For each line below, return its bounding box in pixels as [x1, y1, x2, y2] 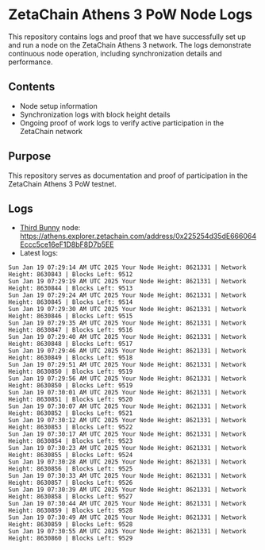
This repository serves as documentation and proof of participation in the [8, 171, 248, 180]
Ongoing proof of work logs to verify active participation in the [19, 117, 225, 128]
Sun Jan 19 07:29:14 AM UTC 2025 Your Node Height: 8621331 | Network [8, 263, 247, 271]
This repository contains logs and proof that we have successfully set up [8, 32, 246, 41]
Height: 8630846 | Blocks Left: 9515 [8, 312, 133, 321]
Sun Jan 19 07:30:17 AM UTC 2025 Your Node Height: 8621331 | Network [8, 430, 247, 438]
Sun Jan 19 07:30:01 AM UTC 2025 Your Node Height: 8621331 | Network [8, 389, 247, 397]
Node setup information [19, 101, 98, 110]
